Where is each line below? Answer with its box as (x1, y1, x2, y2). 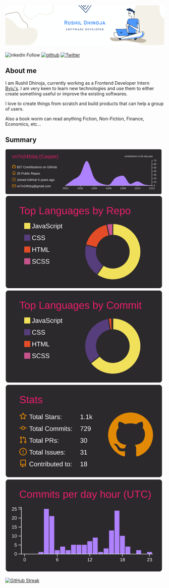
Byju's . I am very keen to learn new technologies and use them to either (5, 85, 154, 91)
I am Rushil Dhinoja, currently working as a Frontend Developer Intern (5, 80, 150, 86)
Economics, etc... (5, 121, 41, 127)
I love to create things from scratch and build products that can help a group (5, 100, 164, 106)
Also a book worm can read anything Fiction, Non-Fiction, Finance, (5, 116, 145, 122)
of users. (5, 105, 24, 112)
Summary (5, 136, 37, 144)
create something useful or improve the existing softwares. (5, 90, 128, 96)
